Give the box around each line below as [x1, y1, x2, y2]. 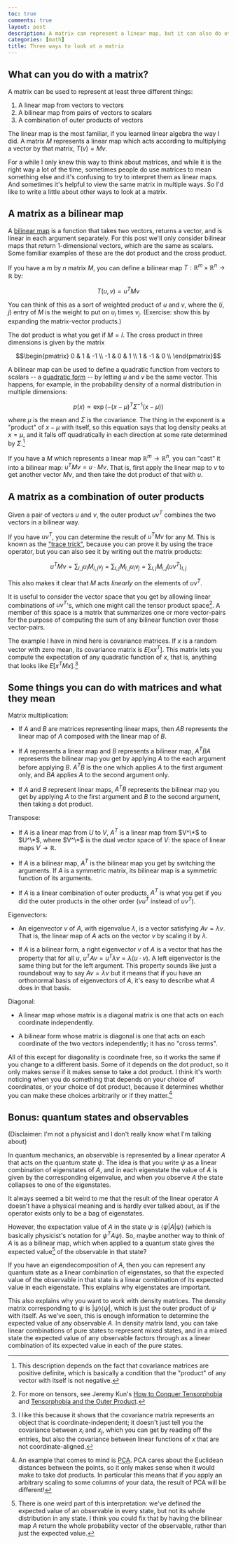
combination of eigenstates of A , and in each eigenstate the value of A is [8, 1166, 218, 1174]
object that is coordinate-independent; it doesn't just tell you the [18, 1419, 204, 1427]
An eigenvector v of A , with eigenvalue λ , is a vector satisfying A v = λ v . [18, 924, 225, 932]
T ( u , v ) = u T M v [97, 286, 140, 295]
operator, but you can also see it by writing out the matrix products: [8, 548, 202, 556]
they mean [8, 693, 55, 704]
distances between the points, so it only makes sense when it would [18, 1463, 215, 1472]
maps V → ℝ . [18, 844, 57, 851]
